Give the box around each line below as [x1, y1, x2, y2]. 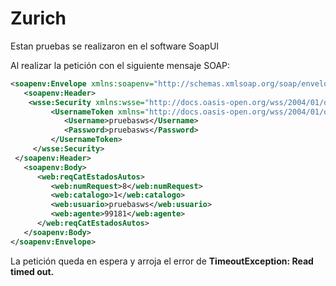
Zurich [10, 7, 67, 30]
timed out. [10, 265, 55, 277]
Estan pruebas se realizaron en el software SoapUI [10, 40, 220, 52]
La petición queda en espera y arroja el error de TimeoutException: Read [10, 255, 314, 267]
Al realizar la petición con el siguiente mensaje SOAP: [10, 59, 231, 71]
